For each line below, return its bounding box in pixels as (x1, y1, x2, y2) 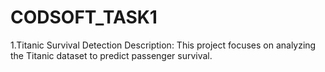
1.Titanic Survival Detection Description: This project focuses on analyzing (10, 39, 317, 51)
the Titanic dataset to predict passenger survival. (10, 49, 213, 61)
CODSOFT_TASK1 (10, 6, 158, 29)
